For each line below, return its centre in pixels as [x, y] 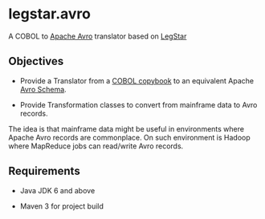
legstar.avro [49, 14]
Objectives [36, 61]
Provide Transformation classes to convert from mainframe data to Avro [139, 104]
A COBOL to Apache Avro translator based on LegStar [98, 36]
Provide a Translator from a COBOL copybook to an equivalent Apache [137, 80]
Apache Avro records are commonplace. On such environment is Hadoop [129, 137]
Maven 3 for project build [62, 206]
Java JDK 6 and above [57, 190]
